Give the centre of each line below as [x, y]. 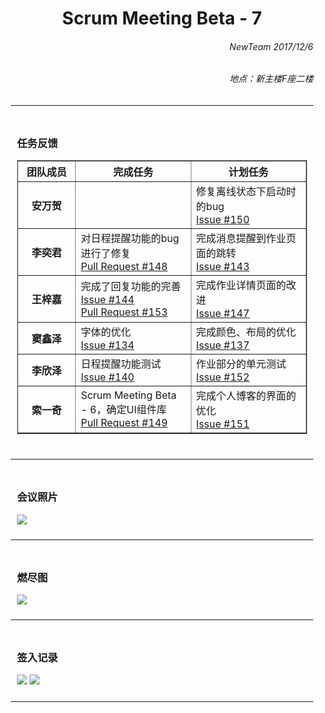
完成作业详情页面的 [241, 285]
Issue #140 [107, 377]
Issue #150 [223, 220]
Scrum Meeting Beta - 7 [162, 18]
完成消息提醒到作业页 [246, 239]
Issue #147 [223, 314]
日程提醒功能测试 [121, 364]
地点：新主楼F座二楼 [271, 79]
